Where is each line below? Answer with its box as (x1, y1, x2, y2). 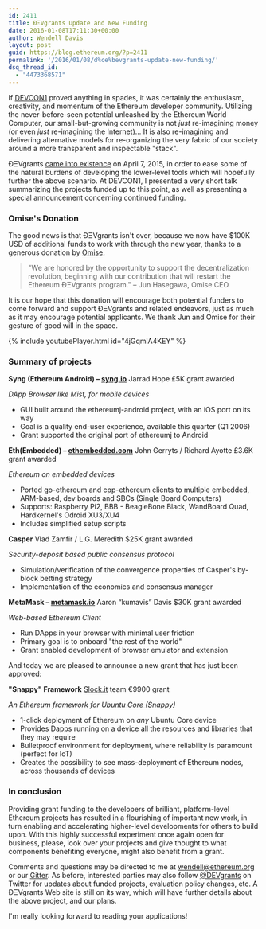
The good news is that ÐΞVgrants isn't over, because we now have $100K (8, 230, 251, 240)
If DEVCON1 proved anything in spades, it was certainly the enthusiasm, (8, 92, 244, 102)
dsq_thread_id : (8, 64, 59, 72)
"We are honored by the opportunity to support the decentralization (27, 263, 250, 272)
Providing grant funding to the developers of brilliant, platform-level (8, 804, 229, 814)
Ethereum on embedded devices (8, 470, 115, 479)
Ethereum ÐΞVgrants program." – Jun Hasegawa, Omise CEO (27, 279, 229, 289)
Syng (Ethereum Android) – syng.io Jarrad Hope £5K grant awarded (8, 374, 235, 384)
